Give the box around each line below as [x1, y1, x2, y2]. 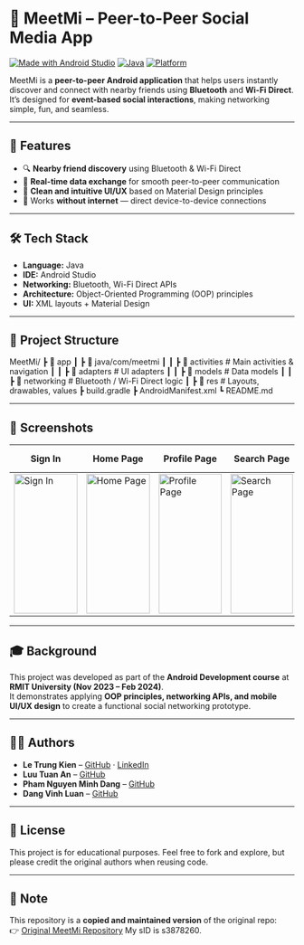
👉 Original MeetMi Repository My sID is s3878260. [9, 925, 202, 936]
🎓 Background [9, 643, 97, 658]
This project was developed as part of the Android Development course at [9, 672, 290, 682]
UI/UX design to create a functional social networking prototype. [9, 701, 252, 711]
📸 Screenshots [9, 420, 94, 435]
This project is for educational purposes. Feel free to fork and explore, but [9, 846, 285, 857]
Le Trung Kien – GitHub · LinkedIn [22, 759, 149, 770]
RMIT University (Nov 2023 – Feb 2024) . [9, 682, 165, 692]
